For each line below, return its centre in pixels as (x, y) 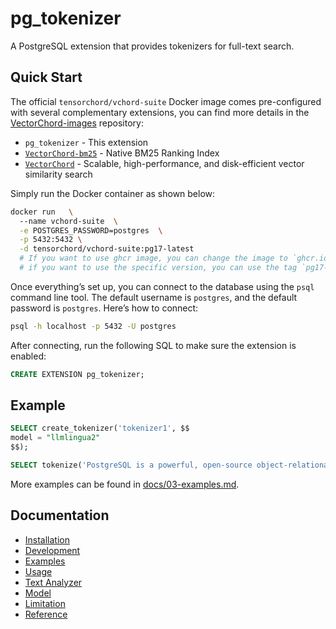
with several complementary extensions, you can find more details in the (160, 112)
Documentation (60, 515)
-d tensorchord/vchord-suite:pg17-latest (107, 249)
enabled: (28, 356)
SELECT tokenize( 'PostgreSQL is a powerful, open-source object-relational (171, 465)
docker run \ (42, 212)
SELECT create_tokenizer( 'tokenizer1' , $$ (100, 428)
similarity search (58, 174)
